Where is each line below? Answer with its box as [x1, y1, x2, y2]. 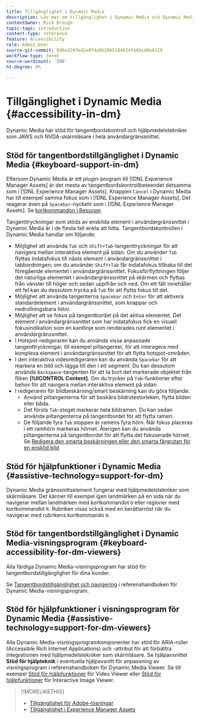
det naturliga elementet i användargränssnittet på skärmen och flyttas [14, 274, 185, 281]
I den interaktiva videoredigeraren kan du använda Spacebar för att [14, 356, 176, 363]
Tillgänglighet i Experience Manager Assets [29, 705, 136, 712]
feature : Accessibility [6, 36, 65, 42]
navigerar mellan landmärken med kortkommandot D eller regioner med [6, 499, 179, 506]
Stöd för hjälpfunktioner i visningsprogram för [6, 605, 179, 615]
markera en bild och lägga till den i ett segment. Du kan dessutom [14, 362, 175, 370]
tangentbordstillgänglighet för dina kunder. [6, 569, 111, 576]
